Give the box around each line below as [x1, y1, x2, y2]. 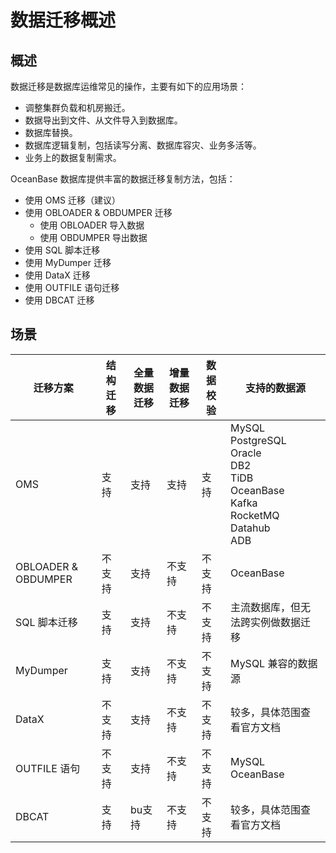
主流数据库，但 [230, 600, 302, 614]
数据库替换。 [24, 127, 78, 138]
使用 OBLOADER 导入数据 [39, 219, 145, 231]
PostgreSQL [230, 433, 287, 447]
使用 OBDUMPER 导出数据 [39, 232, 148, 243]
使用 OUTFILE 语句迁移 [24, 282, 120, 293]
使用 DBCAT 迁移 [24, 294, 95, 306]
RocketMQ [230, 508, 280, 522]
